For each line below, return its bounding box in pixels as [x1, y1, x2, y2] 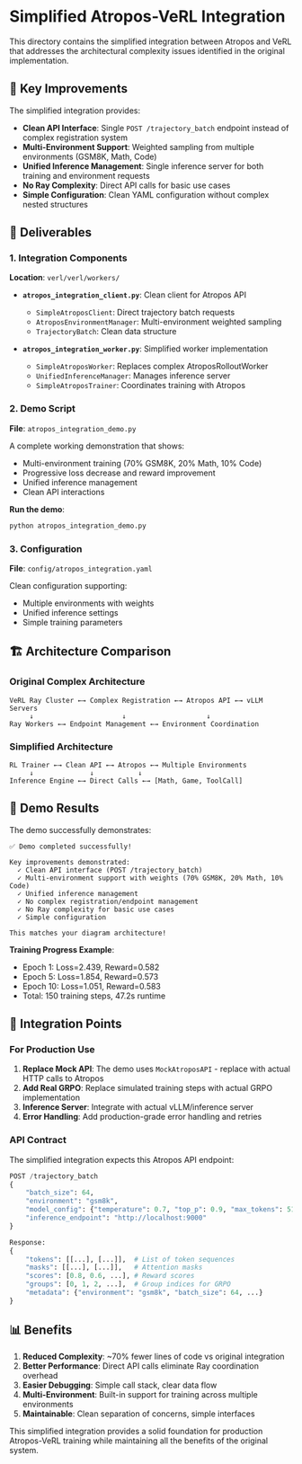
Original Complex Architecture [9, 676, 146, 688]
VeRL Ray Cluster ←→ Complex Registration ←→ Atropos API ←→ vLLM [9, 696, 263, 705]
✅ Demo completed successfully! [9, 842, 132, 851]
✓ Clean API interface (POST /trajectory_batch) [17, 865, 203, 874]
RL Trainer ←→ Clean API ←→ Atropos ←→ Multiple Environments [9, 760, 247, 769]
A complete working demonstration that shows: [9, 440, 185, 451]
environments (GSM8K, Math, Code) [22, 151, 157, 162]
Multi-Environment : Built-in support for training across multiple [22, 1389, 258, 1399]
